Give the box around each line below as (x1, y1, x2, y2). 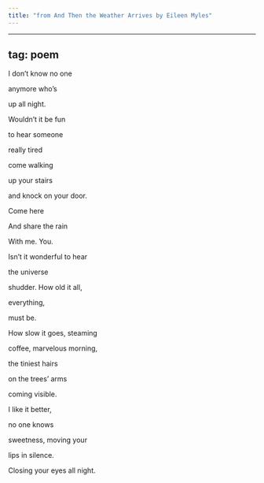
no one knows (8, 420, 54, 429)
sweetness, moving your (8, 435, 88, 445)
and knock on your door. (8, 191, 88, 201)
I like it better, (8, 405, 53, 414)
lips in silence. (8, 451, 55, 460)
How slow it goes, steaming (8, 329, 98, 338)
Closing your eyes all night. (8, 466, 96, 475)
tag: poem (8, 48, 60, 61)
